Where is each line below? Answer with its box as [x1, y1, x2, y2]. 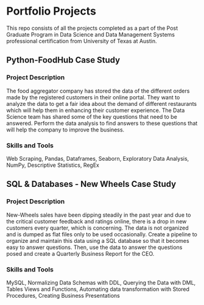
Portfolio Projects [6, 4, 96, 18]
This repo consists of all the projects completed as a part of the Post [6, 24, 178, 32]
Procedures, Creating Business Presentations [6, 292, 121, 299]
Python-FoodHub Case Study [6, 55, 121, 65]
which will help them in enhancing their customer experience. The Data [6, 107, 185, 114]
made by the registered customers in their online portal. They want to [6, 93, 180, 101]
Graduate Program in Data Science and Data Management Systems [6, 30, 175, 38]
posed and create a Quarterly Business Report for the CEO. [6, 250, 155, 257]
